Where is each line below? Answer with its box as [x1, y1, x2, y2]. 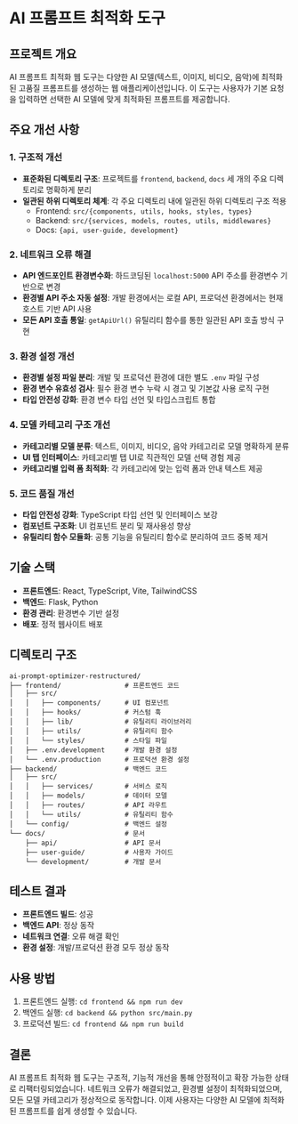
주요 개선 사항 [9, 122, 80, 138]
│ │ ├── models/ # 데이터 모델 [9, 791, 167, 800]
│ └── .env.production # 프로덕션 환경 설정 [9, 755, 189, 764]
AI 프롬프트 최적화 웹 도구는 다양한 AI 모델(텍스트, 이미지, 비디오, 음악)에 [9, 72, 260, 82]
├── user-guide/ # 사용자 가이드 [25, 847, 173, 857]
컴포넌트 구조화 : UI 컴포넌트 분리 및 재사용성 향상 [21, 520, 191, 530]
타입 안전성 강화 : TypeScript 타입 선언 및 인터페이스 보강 [21, 509, 218, 520]
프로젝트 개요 [9, 46, 77, 61]
